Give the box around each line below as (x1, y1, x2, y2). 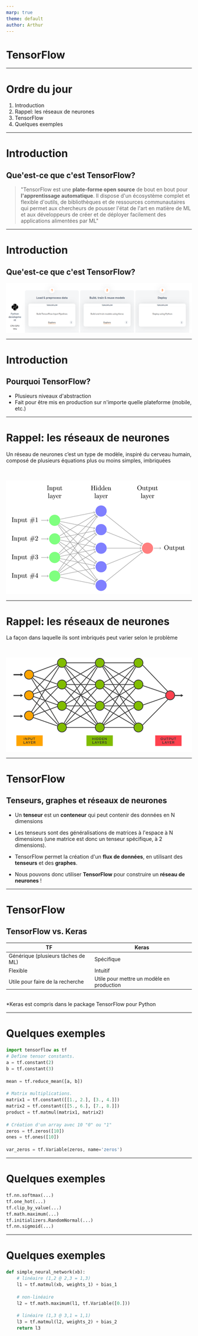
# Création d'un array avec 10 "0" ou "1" (6, 1122, 112, 1128)
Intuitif (94, 967, 110, 974)
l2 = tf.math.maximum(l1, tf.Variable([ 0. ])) (16, 1300, 131, 1306)
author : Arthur (6, 22, 44, 28)
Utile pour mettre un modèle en (94, 975, 170, 982)
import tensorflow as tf (6, 1047, 67, 1053)
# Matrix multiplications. (6, 1091, 72, 1097)
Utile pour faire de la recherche (8, 978, 84, 985)
